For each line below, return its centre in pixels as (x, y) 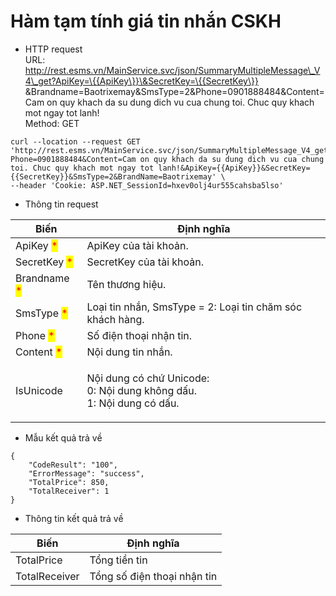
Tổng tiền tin (118, 560)
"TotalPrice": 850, (69, 482)
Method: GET (52, 123)
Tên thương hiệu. (126, 284)
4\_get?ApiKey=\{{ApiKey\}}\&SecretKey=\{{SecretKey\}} (141, 81)
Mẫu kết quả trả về (63, 437)
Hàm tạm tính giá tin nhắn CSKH (146, 21)
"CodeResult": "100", (73, 465)
